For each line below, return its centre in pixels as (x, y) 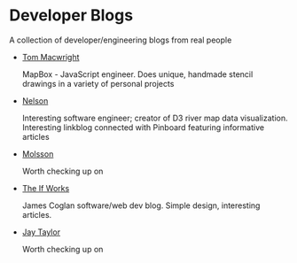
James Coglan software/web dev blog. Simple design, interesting (141, 205)
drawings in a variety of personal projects (98, 83)
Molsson (38, 154)
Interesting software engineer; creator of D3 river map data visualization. (155, 118)
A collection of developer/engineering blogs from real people (121, 40)
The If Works (46, 188)
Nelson (35, 101)
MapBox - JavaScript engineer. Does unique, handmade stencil (137, 74)
